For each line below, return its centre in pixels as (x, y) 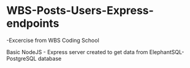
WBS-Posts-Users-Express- (80, 11)
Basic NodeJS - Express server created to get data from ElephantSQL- (95, 52)
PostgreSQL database (34, 58)
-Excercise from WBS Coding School (53, 40)
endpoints (33, 23)
